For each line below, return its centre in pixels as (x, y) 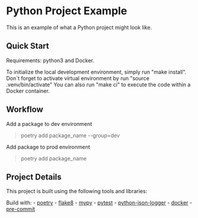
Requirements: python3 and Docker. (50, 60)
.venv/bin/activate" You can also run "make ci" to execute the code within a (98, 84)
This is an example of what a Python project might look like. (79, 27)
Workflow (25, 110)
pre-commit (21, 209)
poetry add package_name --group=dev (70, 135)
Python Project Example (67, 11)
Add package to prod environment (48, 147)
